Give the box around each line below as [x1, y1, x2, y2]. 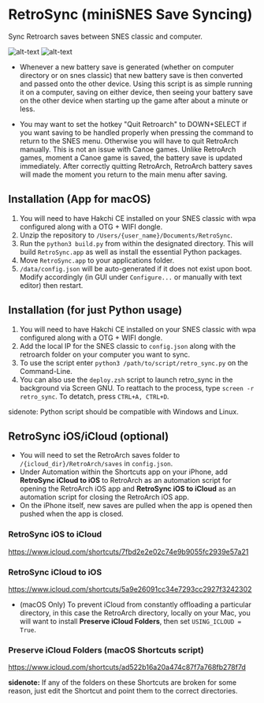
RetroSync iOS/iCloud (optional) [8, 429, 169, 443]
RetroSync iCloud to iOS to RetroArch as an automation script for [19, 476, 232, 485]
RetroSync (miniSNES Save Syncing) [8, 6, 253, 24]
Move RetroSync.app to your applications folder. [19, 255, 175, 265]
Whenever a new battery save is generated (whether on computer [19, 62, 234, 72]
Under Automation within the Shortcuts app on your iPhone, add [19, 467, 229, 477]
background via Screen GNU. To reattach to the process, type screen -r [19, 383, 255, 392]
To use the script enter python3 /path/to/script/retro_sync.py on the [19, 357, 248, 368]
